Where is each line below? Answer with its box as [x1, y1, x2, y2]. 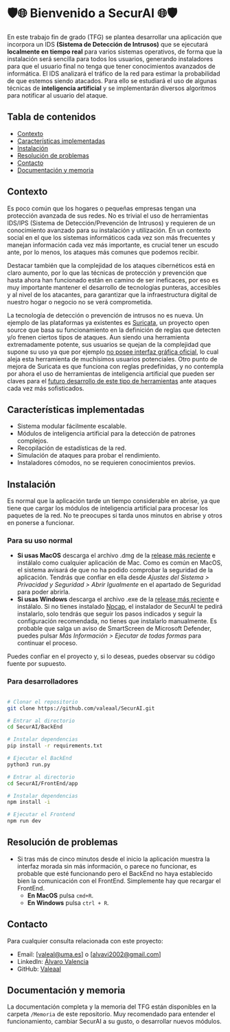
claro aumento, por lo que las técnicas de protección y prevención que [7, 269, 207, 277]
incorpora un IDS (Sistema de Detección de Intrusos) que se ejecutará [7, 40, 208, 48]
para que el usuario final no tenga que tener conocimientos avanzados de [7, 62, 216, 70]
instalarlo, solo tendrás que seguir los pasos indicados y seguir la [16, 609, 203, 618]
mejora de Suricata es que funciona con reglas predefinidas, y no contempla [7, 362, 224, 370]
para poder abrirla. [16, 588, 71, 596]
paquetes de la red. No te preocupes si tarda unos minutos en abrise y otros [7, 511, 223, 519]
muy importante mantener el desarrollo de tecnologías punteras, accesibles [7, 283, 221, 291]
